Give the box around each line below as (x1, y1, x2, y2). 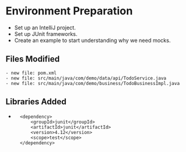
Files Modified (5, 54, 60, 64)
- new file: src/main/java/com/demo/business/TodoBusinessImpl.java (5, 80, 180, 86)
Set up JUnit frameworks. (14, 30, 78, 37)
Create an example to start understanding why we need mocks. (14, 37, 171, 44)
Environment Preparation (5, 4, 133, 18)
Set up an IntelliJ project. (14, 24, 76, 31)
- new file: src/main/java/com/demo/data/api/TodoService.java (5, 75, 167, 81)
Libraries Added (5, 97, 67, 107)
